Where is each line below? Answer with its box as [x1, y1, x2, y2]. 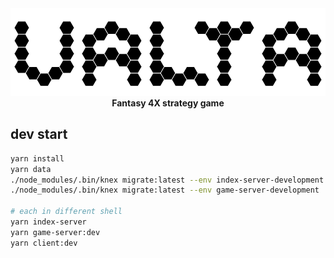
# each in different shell [10, 207, 123, 217]
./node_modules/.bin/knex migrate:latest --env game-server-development [10, 185, 320, 196]
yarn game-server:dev [10, 227, 101, 237]
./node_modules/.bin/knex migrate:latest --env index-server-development [10, 175, 325, 185]
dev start [10, 126, 68, 143]
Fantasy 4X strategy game [111, 97, 225, 109]
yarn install [10, 153, 65, 164]
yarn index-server [10, 217, 87, 227]
